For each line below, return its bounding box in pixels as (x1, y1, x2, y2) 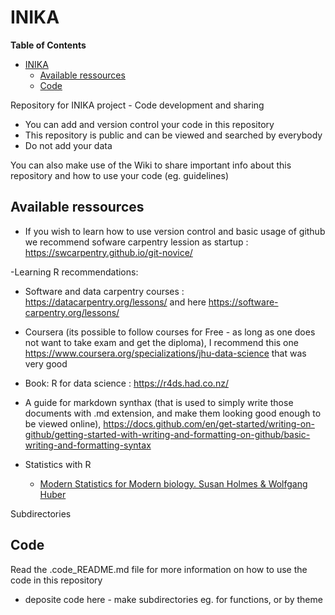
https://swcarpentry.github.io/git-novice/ (24, 246, 193, 258)
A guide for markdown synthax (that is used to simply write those (24, 396, 294, 408)
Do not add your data (24, 139, 113, 151)
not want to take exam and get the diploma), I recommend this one (24, 336, 299, 348)
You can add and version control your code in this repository (24, 118, 275, 130)
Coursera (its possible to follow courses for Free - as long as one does (24, 326, 316, 338)
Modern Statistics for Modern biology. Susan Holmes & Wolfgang (39, 477, 308, 490)
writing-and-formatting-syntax (24, 439, 152, 451)
